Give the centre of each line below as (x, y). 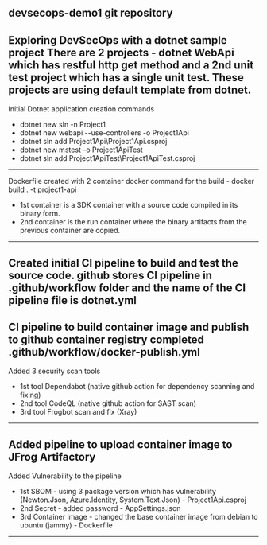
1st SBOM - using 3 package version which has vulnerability (118, 492)
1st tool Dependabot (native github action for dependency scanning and (137, 387)
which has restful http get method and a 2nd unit (131, 65)
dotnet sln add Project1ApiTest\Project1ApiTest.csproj (107, 158)
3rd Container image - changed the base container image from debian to (139, 517)
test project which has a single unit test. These (126, 78)
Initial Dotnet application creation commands (81, 109)
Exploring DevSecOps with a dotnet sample (118, 40)
